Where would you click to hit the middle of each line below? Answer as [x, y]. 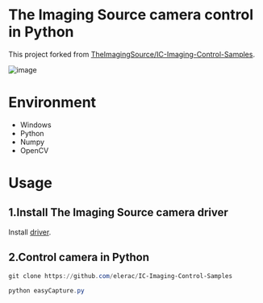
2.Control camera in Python [79, 257]
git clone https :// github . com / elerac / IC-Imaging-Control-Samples [120, 276]
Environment [52, 103]
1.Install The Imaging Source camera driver [118, 212]
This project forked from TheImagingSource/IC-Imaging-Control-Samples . [132, 54]
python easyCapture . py [46, 291]
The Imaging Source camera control [131, 15]
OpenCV [34, 150]
